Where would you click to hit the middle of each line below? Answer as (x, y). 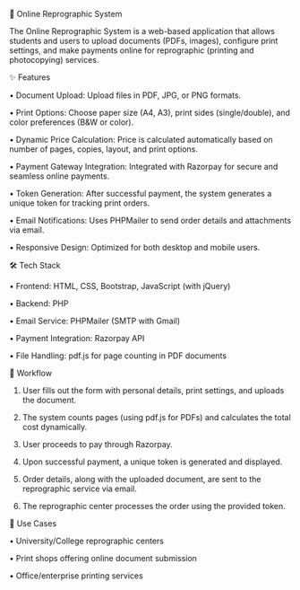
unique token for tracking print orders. (80, 203)
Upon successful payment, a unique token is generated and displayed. (152, 462)
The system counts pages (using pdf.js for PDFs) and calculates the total (156, 417)
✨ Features (30, 77)
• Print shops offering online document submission (103, 558)
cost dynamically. (55, 427)
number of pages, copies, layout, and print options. (104, 149)
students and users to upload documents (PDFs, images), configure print (144, 41)
